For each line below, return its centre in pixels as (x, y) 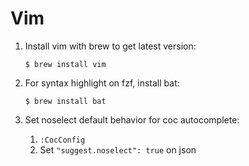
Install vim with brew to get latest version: (110, 46)
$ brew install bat (65, 101)
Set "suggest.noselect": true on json (118, 149)
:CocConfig (62, 140)
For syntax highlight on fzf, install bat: (102, 83)
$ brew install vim (65, 64)
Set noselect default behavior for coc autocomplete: (132, 119)
